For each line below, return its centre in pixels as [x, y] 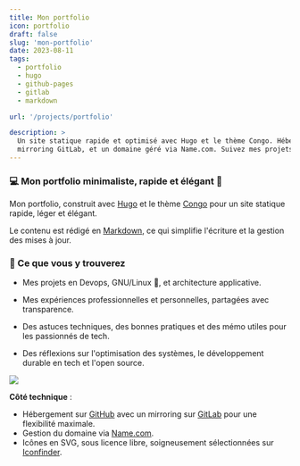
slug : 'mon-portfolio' [51, 42]
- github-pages [46, 84]
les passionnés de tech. [66, 337]
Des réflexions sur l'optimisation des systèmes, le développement [143, 354]
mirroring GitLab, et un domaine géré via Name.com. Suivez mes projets [155, 150]
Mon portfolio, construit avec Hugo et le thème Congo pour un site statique [147, 204]
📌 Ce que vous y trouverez [67, 263]
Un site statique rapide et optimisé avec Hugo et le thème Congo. [146, 141]
